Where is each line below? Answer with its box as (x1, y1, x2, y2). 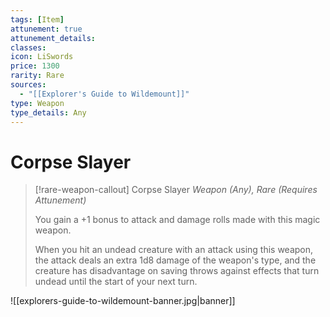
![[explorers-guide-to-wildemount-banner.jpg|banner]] (10, 295, 236, 307)
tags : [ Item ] (10, 14, 65, 25)
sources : (10, 80, 47, 90)
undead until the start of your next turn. (34, 276, 198, 288)
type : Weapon (10, 98, 65, 108)
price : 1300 (10, 61, 60, 71)
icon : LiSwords (10, 52, 74, 62)
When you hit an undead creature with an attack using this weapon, (34, 244, 314, 256)
